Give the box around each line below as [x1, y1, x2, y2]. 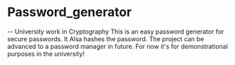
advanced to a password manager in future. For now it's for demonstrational [7, 42, 229, 50]
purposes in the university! [7, 50, 85, 58]
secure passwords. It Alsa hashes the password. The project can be [7, 34, 204, 43]
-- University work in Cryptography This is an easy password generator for [7, 27, 224, 36]
